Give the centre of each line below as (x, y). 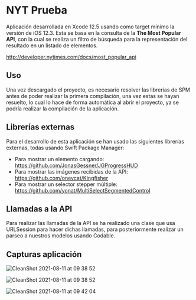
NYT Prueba (37, 10)
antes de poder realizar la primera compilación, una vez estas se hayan (93, 96)
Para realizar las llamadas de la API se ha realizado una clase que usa (91, 223)
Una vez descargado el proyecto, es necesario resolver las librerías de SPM (98, 90)
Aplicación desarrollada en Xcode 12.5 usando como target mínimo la (90, 27)
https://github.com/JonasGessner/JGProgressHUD (76, 165)
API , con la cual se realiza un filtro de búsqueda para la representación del (97, 39)
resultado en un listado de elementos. (52, 45)
